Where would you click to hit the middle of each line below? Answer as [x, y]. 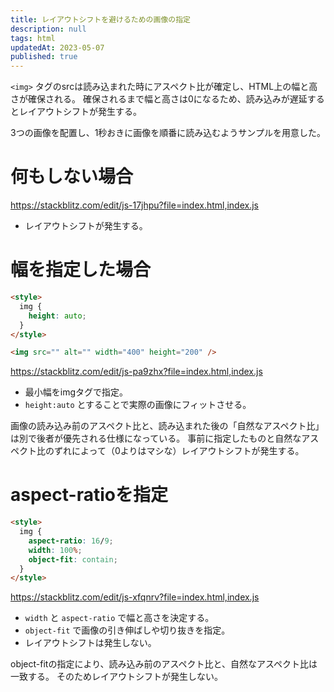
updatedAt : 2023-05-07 [57, 47]
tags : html [33, 38]
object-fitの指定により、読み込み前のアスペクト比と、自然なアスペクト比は [164, 664]
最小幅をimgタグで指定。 [76, 392]
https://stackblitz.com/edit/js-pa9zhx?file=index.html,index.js [136, 372]
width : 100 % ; [55, 550]
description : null [48, 29]
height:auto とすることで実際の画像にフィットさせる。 [138, 405]
